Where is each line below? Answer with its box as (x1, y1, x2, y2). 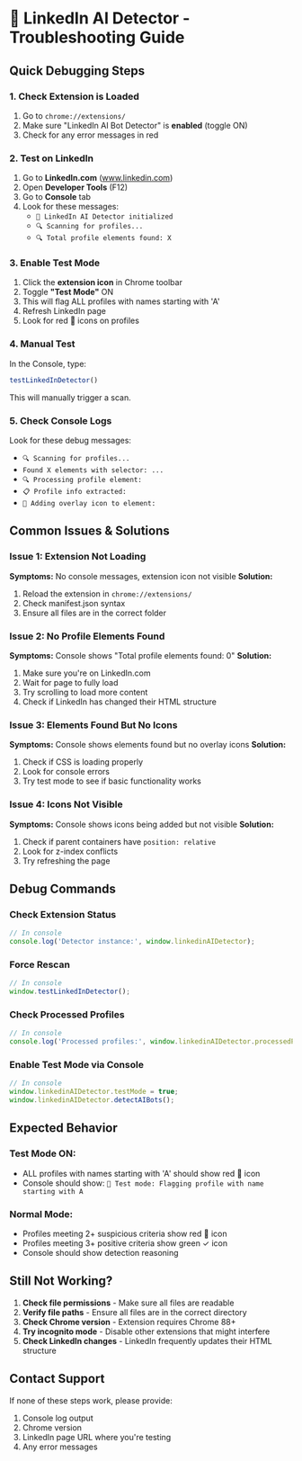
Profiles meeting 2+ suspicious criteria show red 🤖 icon (22, 1228, 227, 1239)
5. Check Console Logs (9, 414, 112, 426)
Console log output (22, 1412, 93, 1423)
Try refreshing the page (22, 855, 111, 866)
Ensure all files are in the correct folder (22, 607, 167, 618)
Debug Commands (9, 881, 117, 896)
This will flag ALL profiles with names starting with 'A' (22, 296, 220, 307)
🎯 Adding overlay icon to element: (22, 498, 156, 507)
